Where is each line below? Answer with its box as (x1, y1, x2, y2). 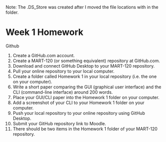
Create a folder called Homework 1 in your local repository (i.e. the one (12, 73, 157, 79)
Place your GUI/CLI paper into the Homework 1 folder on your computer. (12, 94, 160, 100)
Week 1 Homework (5, 27, 83, 38)
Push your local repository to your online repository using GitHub (12, 110, 145, 116)
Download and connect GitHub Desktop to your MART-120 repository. (12, 63, 155, 69)
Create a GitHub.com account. (12, 52, 75, 58)
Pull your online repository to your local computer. (12, 68, 115, 74)
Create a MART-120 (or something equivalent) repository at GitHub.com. (12, 58, 160, 64)
